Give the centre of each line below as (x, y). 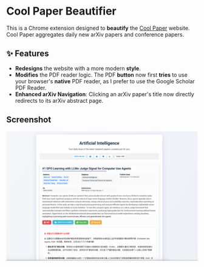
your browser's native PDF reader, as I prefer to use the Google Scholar (105, 81)
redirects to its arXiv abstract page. (59, 100)
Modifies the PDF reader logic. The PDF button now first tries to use (101, 75)
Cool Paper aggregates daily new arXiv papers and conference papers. (95, 34)
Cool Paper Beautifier (61, 11)
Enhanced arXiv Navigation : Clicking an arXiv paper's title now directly (104, 94)
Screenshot (29, 120)
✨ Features (28, 54)
